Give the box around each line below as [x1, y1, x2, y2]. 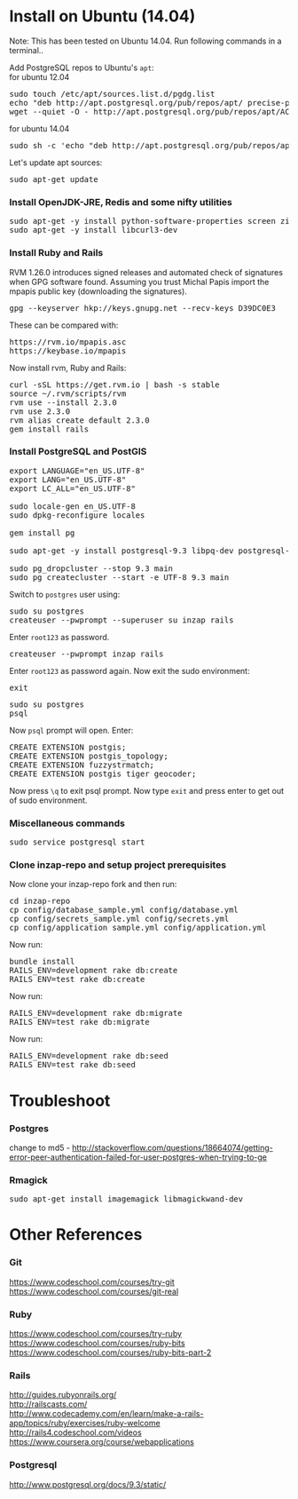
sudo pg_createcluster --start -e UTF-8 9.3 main [9, 572, 230, 583]
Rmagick [9, 1174, 49, 1186]
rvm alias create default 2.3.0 [9, 415, 150, 425]
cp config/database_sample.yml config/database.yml [9, 905, 239, 916]
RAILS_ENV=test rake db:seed [9, 1059, 136, 1070]
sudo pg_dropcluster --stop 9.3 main [9, 563, 174, 574]
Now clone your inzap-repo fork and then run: [9, 879, 177, 890]
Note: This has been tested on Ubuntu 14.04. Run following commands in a [9, 36, 282, 46]
